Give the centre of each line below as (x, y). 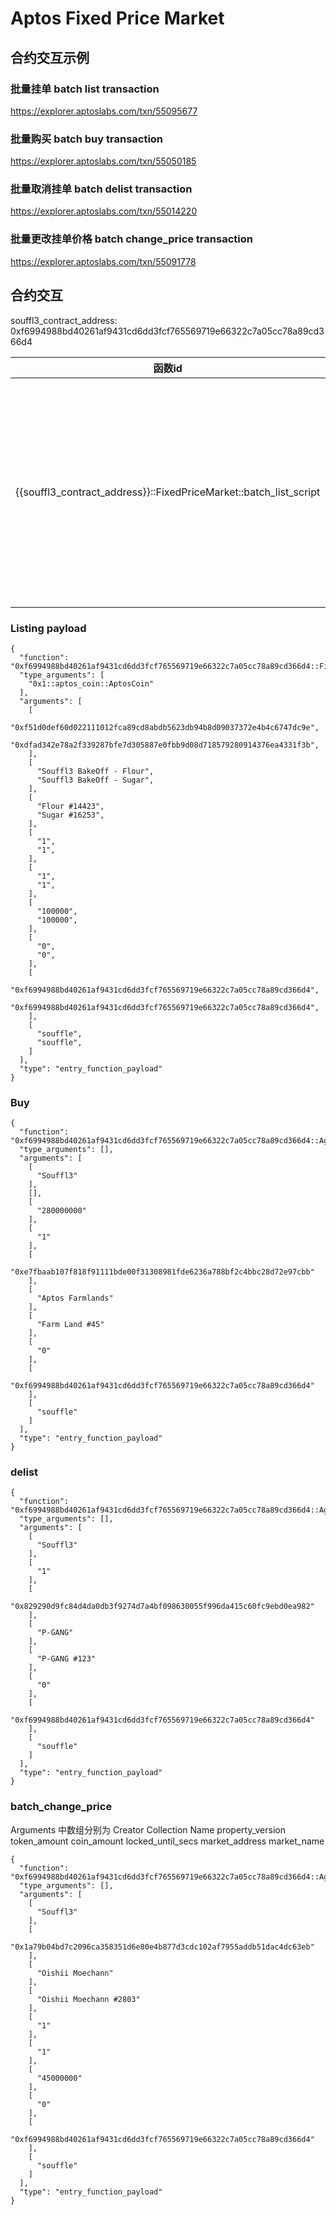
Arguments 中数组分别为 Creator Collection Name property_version (148, 1829)
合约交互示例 (50, 57)
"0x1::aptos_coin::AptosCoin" (91, 683)
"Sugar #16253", (70, 815)
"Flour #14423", (70, 806)
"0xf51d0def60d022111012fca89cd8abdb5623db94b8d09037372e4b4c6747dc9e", (165, 727)
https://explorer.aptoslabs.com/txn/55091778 (103, 261)
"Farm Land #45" (70, 1325)
